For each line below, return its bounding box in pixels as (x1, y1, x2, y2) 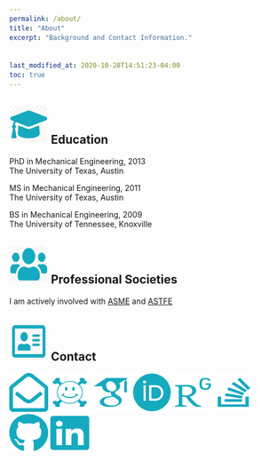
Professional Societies (50, 272, 178, 288)
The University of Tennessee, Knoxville (9, 218, 153, 229)
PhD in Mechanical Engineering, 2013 (9, 155, 146, 166)
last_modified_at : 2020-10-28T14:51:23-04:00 (9, 61, 180, 70)
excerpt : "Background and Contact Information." (9, 33, 193, 42)
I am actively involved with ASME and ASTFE (9, 296, 173, 306)
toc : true (9, 71, 46, 80)
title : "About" (9, 23, 66, 33)
